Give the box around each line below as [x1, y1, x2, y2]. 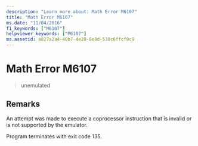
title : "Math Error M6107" [6, 14, 73, 20]
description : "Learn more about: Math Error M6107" [6, 8, 137, 15]
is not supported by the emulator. [6, 121, 88, 128]
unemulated [20, 82, 51, 89]
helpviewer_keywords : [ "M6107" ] [6, 31, 86, 37]
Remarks [6, 99, 41, 109]
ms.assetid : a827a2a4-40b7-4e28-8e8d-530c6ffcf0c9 [6, 36, 135, 42]
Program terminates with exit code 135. [6, 132, 103, 140]
